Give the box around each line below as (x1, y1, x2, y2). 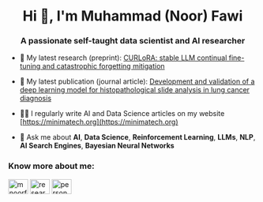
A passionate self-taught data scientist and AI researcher (20, 36, 246, 47)
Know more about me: (8, 161, 95, 172)
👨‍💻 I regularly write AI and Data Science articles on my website (19, 109, 225, 118)
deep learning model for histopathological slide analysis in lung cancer (19, 85, 250, 95)
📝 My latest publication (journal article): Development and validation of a (19, 77, 255, 86)
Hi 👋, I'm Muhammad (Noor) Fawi (22, 7, 243, 25)
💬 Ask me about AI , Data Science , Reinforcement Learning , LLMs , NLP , (19, 133, 256, 142)
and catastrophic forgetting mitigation (42, 62, 165, 71)
